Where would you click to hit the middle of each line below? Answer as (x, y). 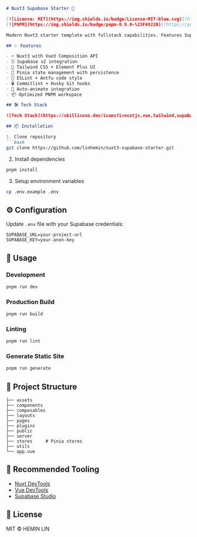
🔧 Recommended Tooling (53, 470)
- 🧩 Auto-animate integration (43, 89)
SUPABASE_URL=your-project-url (44, 235)
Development (26, 275)
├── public (19, 431)
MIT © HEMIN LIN (28, 529)
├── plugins (21, 426)
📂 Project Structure (42, 386)
